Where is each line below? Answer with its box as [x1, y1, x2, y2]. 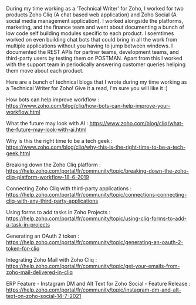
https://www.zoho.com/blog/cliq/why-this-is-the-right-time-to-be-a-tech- [6, 143, 186, 150]
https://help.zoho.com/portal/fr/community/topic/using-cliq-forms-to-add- [6, 215, 187, 222]
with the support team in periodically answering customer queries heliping [6, 61, 186, 68]
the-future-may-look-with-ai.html [6, 126, 87, 133]
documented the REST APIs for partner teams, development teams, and [6, 49, 179, 55]
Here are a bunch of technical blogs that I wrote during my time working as [6, 78, 187, 85]
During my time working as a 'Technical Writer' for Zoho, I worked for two [6, 5, 184, 12]
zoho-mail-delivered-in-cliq [6, 269, 73, 276]
